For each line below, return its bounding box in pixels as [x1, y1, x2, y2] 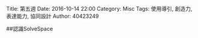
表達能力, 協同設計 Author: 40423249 [6, 12, 99, 20]
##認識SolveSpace [6, 26, 53, 32]
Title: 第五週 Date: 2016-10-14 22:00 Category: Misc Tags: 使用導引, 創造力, [6, 5, 193, 12]
